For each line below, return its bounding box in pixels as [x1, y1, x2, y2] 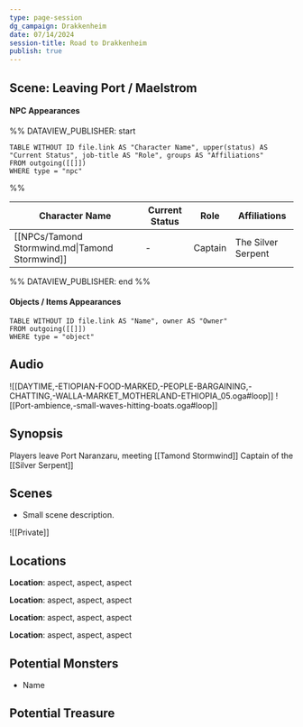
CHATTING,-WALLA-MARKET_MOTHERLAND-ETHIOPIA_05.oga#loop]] [9, 390, 274, 401]
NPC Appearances [9, 106, 80, 116]
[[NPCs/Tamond [14, 230, 83, 243]
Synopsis [9, 426, 63, 442]
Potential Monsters [9, 656, 119, 671]
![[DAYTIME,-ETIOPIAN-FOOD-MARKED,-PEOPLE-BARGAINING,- [9, 381, 252, 391]
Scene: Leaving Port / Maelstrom [9, 80, 197, 96]
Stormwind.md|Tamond [14, 241, 114, 253]
